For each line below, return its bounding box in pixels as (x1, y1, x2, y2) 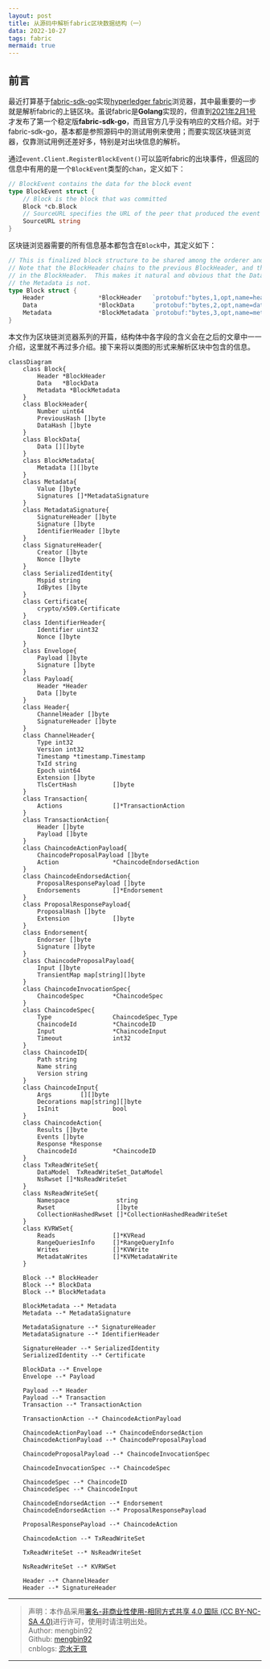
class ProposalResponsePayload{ (22, 900, 131, 908)
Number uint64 (37, 407, 84, 415)
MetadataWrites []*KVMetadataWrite (37, 1253, 178, 1261)
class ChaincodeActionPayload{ (22, 844, 128, 852)
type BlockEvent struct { (8, 187, 95, 196)
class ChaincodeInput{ (22, 1084, 99, 1092)
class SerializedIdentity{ (22, 569, 113, 577)
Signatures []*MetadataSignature (37, 492, 149, 500)
